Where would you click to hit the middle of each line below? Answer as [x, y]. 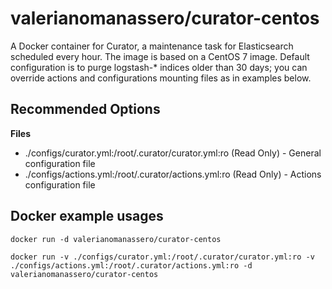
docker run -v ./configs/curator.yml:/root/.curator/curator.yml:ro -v [162, 257]
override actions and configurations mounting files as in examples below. [161, 78]
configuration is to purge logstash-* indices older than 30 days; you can [159, 67]
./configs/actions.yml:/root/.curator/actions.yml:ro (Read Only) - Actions [173, 174]
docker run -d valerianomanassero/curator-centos [116, 239]
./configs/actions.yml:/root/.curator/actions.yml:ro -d [131, 265]
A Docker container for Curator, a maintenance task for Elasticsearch [152, 46]
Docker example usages [87, 216]
